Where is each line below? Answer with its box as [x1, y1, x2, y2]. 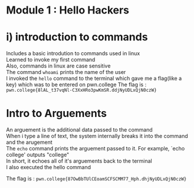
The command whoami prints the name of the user [6, 69, 126, 76]
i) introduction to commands [6, 31, 149, 44]
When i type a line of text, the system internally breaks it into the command [6, 133, 189, 140]
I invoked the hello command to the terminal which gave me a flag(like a [6, 75, 182, 82]
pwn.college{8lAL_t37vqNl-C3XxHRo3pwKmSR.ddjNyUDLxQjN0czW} [6, 88, 157, 93]
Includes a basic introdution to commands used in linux [6, 50, 140, 57]
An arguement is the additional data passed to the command [6, 126, 153, 133]
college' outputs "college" [6, 151, 70, 159]
